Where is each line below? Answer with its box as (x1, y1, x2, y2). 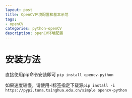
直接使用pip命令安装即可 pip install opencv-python (5, 71, 114, 77)
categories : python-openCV (5, 26, 62, 31)
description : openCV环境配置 (5, 31, 63, 36)
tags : (5, 17, 17, 22)
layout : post (5, 7, 33, 13)
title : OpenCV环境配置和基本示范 (5, 12, 69, 17)
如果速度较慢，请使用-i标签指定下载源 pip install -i (5, 82, 115, 88)
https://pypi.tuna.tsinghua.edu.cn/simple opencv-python (5, 87, 127, 93)
